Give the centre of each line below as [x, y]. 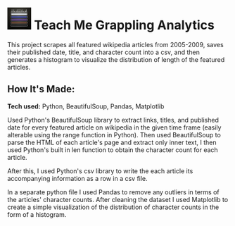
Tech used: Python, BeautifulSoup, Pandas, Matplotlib [86, 106]
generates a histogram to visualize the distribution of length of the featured [116, 59]
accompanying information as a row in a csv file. [77, 178]
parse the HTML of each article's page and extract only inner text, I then [112, 142]
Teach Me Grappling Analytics [124, 25]
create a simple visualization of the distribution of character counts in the [113, 207]
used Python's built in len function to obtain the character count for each [113, 150]
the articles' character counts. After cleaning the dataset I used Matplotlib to [118, 199]
